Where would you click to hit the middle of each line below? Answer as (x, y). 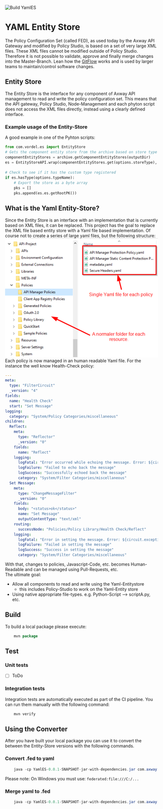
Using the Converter (36, 729)
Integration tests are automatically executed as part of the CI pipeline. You (79, 699)
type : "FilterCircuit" (32, 386)
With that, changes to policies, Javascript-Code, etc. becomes (67, 564)
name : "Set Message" (39, 514)
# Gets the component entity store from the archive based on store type (81, 152)
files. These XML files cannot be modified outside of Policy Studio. (72, 51)
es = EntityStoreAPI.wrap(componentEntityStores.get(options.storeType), (81, 162)
